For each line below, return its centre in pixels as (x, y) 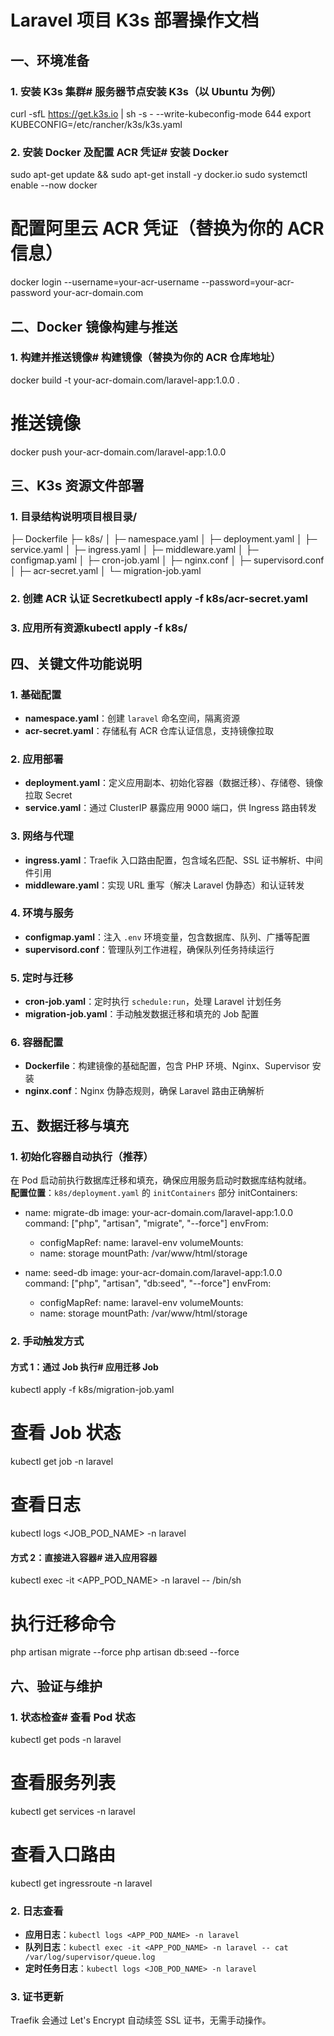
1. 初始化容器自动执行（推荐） (82, 1156)
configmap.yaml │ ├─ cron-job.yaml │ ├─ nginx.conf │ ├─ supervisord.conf (167, 560)
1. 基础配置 (36, 694)
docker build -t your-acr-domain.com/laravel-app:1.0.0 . (125, 380)
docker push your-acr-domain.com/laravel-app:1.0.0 (118, 452)
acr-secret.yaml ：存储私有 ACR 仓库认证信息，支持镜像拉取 (149, 730)
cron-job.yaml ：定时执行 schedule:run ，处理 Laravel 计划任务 (153, 1002)
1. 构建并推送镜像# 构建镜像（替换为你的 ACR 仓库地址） (146, 358)
